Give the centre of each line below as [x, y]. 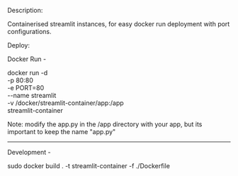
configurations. [29, 32]
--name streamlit [32, 95]
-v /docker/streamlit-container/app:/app [66, 103]
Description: [25, 10]
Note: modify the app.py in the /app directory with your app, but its [105, 124]
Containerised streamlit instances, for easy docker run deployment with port [119, 24]
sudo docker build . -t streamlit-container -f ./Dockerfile [89, 166]
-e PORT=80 [26, 88]
